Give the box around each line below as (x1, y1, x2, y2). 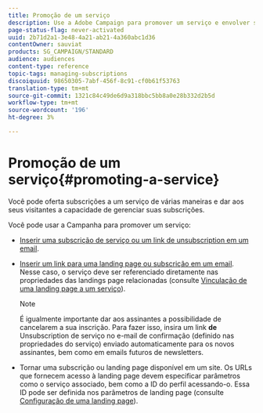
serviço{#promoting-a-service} (8, 171, 220, 189)
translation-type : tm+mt (8, 84, 89, 92)
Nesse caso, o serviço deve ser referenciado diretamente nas (19, 267, 219, 277)
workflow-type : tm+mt (8, 99, 79, 107)
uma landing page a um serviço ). (19, 284, 126, 293)
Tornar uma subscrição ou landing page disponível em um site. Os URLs (19, 362, 253, 372)
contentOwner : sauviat (8, 41, 82, 49)
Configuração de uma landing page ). (19, 396, 139, 405)
